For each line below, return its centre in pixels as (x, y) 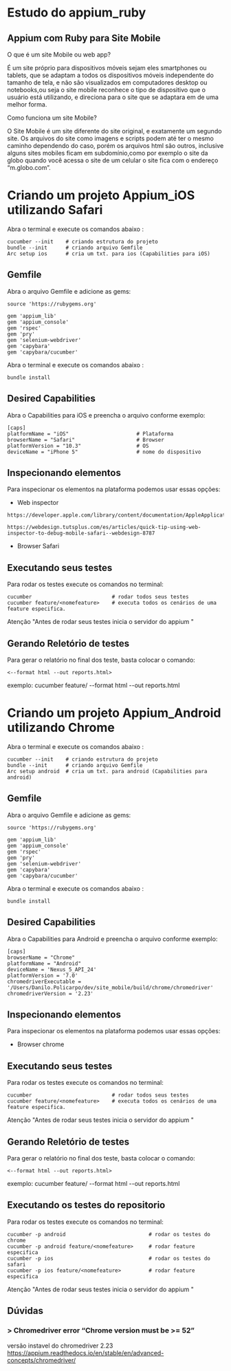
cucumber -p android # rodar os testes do (109, 1234)
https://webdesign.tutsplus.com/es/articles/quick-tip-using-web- (104, 528)
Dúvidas (25, 1311)
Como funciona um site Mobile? (52, 118)
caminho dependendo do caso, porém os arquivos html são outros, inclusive (115, 145)
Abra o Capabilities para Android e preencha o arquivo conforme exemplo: (112, 939)
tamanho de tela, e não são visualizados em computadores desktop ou (107, 83)
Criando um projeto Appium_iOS (101, 196)
